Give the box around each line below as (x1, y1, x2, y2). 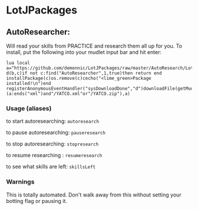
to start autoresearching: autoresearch (6, 118, 99, 125)
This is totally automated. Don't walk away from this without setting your (6, 191, 181, 198)
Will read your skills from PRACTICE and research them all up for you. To (6, 42, 183, 49)
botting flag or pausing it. (6, 197, 68, 204)
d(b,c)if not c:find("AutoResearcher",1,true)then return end (6, 70, 162, 76)
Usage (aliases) (6, 104, 52, 112)
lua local (6, 60, 31, 66)
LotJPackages (6, 4, 78, 17)
